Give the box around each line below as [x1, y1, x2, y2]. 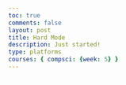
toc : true [8, 11, 41, 20]
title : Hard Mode [8, 33, 66, 42]
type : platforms [8, 48, 62, 56]
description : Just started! [8, 41, 101, 49]
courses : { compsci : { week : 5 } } [8, 56, 119, 64]
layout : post [8, 26, 52, 34]
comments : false [8, 19, 62, 27]
